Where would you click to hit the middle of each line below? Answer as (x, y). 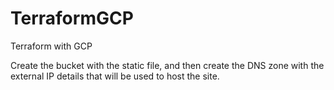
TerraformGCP (72, 18)
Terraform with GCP (51, 46)
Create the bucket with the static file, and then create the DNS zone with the (167, 65)
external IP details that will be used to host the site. (115, 76)
